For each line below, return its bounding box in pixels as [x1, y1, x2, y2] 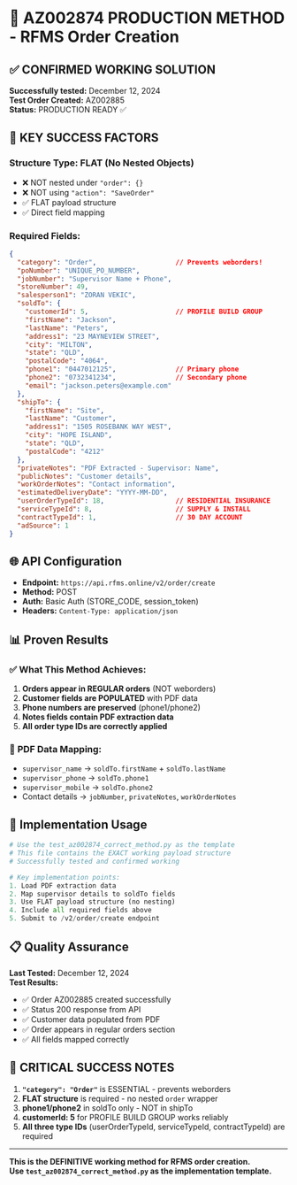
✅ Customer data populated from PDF [21, 1013, 161, 1025]
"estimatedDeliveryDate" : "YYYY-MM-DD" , [17, 489, 168, 497]
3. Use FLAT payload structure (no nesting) [9, 897, 176, 906]
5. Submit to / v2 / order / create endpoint [9, 914, 161, 923]
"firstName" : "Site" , [25, 406, 104, 415]
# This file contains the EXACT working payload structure [9, 849, 232, 858]
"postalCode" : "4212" [25, 447, 104, 456]
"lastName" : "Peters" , [25, 323, 109, 333]
